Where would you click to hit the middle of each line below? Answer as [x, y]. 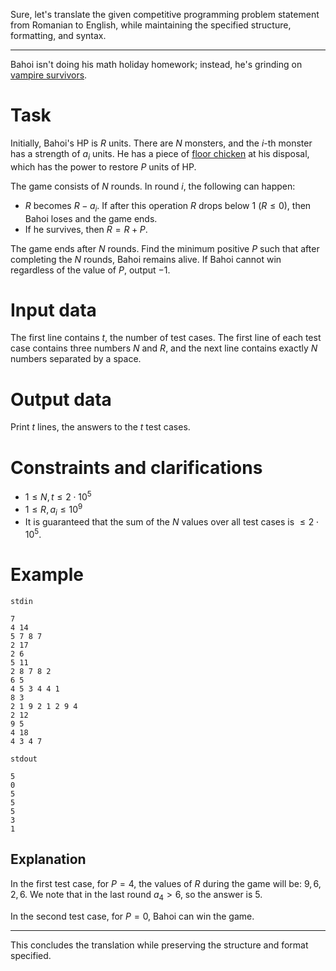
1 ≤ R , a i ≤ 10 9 [53, 510]
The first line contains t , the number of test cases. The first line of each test [166, 338]
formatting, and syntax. [58, 35]
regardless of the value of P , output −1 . [90, 270]
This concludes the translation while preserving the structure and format [159, 945]
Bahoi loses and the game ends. [91, 218]
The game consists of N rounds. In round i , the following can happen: [153, 186]
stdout [24, 759]
